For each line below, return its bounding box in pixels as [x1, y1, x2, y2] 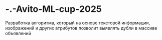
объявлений [5, 30, 32, 36]
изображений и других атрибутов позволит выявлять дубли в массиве [5, 25, 157, 31]
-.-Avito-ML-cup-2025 [5, 3, 102, 15]
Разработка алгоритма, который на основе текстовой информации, [5, 20, 150, 26]
